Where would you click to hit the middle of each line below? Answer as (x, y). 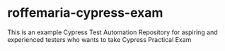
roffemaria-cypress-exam (85, 13)
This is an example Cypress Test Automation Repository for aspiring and (112, 32)
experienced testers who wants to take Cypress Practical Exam (99, 39)
